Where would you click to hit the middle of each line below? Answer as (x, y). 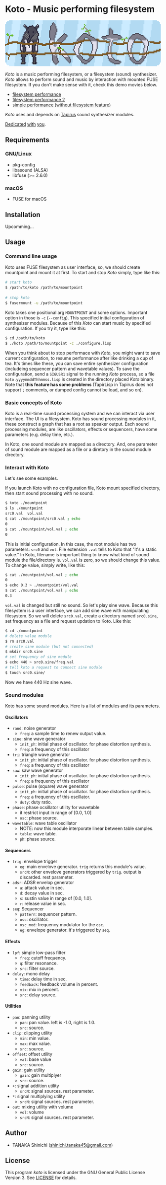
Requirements (27, 140)
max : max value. (35, 1043)
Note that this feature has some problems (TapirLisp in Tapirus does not (79, 384)
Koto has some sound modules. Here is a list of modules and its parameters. (83, 706)
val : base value (35, 1059)
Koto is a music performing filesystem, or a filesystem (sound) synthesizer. (81, 74)
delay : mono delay (31, 973)
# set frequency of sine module (38, 657)
